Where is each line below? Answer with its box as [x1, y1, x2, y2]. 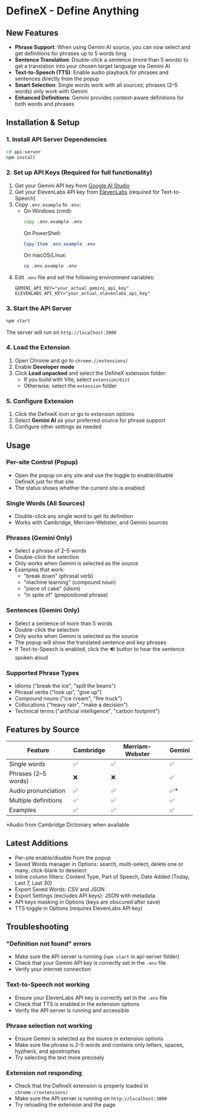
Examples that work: [14, 566, 65, 573]
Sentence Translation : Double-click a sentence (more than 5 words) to [14, 56, 188, 63]
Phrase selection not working [6, 1021, 92, 1030]
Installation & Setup [6, 118, 80, 128]
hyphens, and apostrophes [14, 1047, 81, 1055]
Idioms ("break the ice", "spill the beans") [14, 682, 116, 689]
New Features [6, 28, 59, 38]
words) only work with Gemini [14, 88, 88, 94]
